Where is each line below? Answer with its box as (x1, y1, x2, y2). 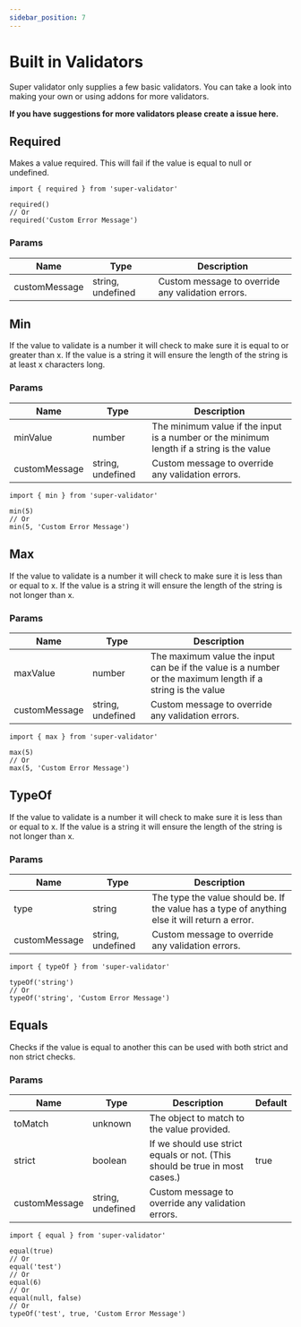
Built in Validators (9, 51, 143, 72)
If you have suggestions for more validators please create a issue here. (9, 108, 279, 119)
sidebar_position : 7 (9, 13, 87, 22)
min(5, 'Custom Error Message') (9, 522, 130, 531)
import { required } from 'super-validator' (9, 184, 178, 193)
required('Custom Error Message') (9, 216, 139, 225)
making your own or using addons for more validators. (9, 90, 210, 101)
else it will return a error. (151, 914, 254, 926)
